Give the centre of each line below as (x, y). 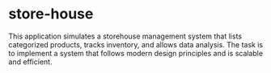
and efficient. (30, 62)
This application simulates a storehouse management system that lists (125, 36)
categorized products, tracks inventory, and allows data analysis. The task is (136, 44)
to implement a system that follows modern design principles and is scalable (136, 53)
